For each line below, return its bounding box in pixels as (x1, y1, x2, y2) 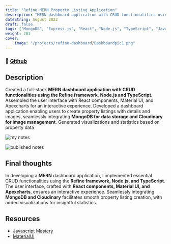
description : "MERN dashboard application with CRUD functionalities (5, 12, 156, 17)
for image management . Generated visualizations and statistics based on (5, 119, 160, 125)
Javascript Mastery (12, 228, 53, 234)
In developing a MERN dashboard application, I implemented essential (5, 173, 152, 179)
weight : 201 (5, 31, 31, 36)
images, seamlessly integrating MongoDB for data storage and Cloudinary (5, 114, 163, 120)
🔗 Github (5, 57, 27, 64)
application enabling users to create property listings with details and (5, 108, 150, 115)
